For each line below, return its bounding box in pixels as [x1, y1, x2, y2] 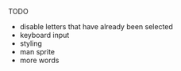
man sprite [19, 47, 56, 56]
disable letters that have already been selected [19, 22, 173, 31]
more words [19, 55, 60, 65]
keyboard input [19, 31, 70, 39]
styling [19, 39, 42, 48]
